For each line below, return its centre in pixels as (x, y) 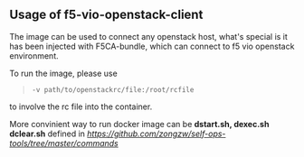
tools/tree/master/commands (64, 143)
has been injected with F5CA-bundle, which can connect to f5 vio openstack (152, 46)
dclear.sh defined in (47, 134)
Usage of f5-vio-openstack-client (106, 15)
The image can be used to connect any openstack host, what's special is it (148, 36)
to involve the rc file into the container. (81, 106)
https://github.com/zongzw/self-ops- (157, 134)
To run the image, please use (63, 73)
